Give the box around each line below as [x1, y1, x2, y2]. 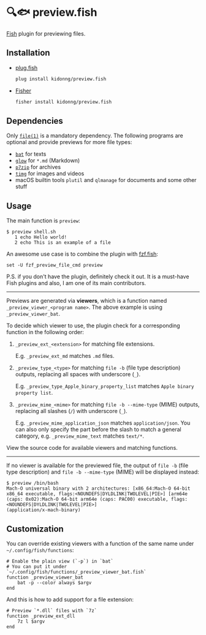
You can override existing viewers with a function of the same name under [6, 539, 194, 547]
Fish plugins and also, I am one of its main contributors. [6, 279, 147, 287]
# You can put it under [6, 563, 67, 569]
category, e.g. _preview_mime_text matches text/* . [15, 432, 144, 439]
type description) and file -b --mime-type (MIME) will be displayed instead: [6, 468, 199, 476]
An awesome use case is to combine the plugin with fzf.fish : [6, 250, 158, 258]
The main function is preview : [6, 217, 81, 224]
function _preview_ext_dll [6, 613, 75, 619]
